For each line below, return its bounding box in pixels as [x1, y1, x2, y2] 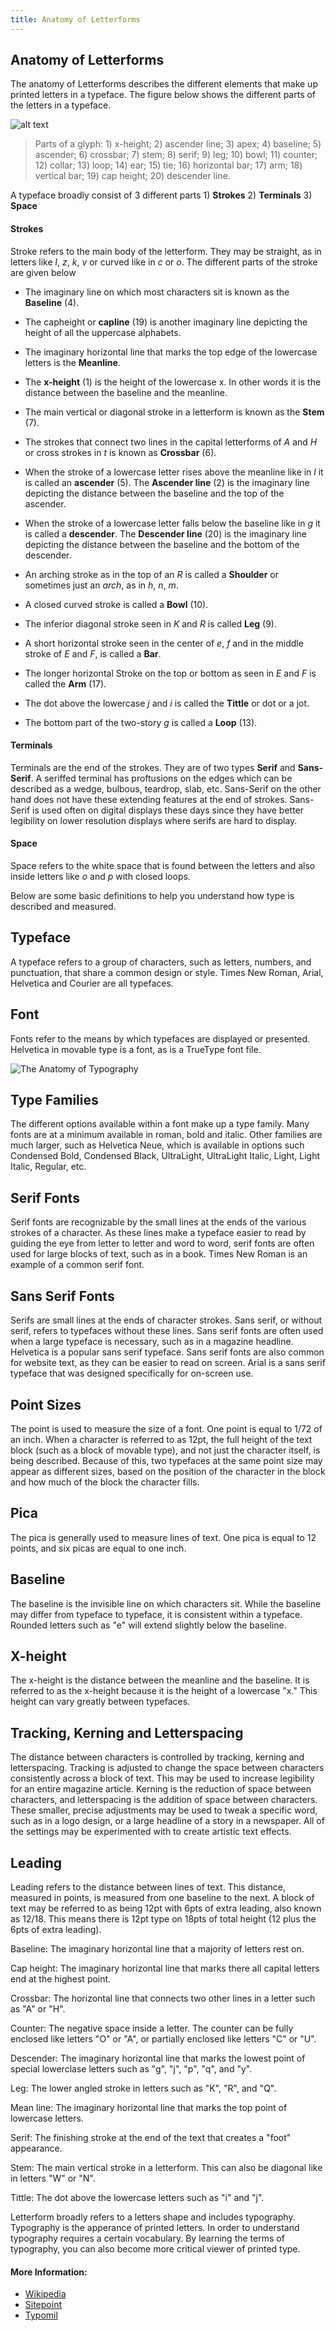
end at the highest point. [10, 1972, 112, 1985]
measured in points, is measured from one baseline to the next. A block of [10, 1891, 315, 1903]
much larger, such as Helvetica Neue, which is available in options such [10, 1139, 305, 1151]
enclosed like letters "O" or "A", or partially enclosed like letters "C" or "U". [10, 2032, 317, 2045]
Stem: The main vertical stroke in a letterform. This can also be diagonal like [10, 2161, 323, 2173]
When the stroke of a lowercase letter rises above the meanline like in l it [24, 466, 324, 478]
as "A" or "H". [10, 2002, 66, 2015]
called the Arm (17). [24, 677, 107, 690]
